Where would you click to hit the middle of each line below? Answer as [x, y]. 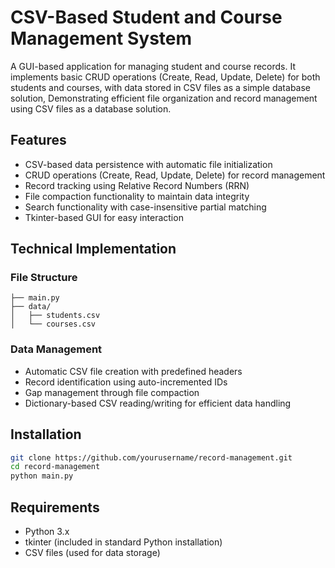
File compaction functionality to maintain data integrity [137, 196]
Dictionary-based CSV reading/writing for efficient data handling [158, 403]
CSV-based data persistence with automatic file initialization [148, 164]
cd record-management [55, 467]
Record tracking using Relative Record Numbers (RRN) [137, 185]
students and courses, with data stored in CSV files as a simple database [160, 87]
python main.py [42, 476]
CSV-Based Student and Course [146, 17]
